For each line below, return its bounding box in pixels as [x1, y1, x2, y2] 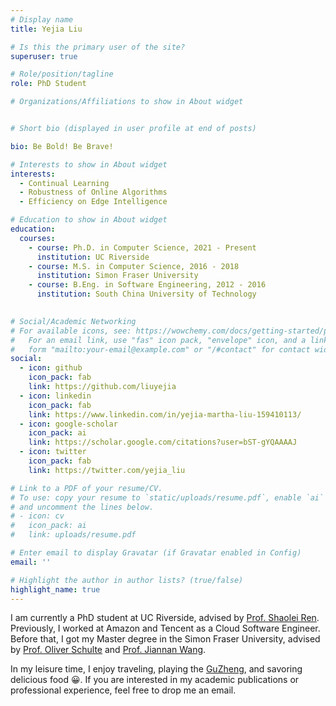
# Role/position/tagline [10, 69, 114, 80]
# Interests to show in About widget [10, 159, 168, 170]
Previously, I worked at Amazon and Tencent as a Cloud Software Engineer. [10, 622, 321, 635]
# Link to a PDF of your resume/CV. [10, 483, 163, 493]
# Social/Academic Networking [10, 316, 137, 326]
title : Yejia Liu [10, 24, 83, 34]
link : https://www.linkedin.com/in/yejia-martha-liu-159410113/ [28, 409, 302, 420]
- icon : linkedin [19, 391, 92, 401]
